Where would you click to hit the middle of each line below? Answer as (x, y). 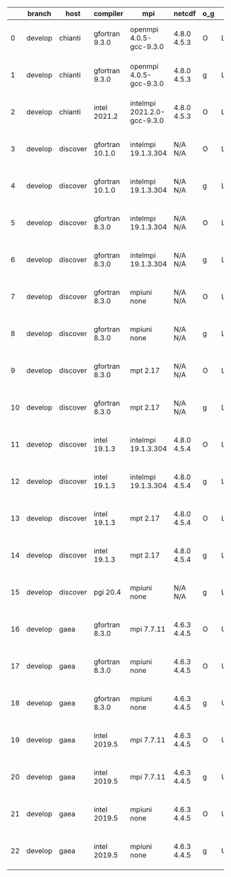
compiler (109, 13)
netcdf (185, 13)
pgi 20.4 (108, 592)
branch (39, 13)
